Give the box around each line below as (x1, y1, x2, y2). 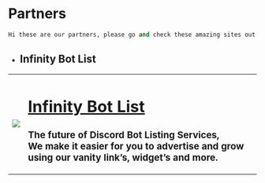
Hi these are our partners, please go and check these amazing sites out (8, 31, 256, 38)
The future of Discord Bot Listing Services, (28, 129, 220, 141)
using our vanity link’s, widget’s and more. (28, 151, 218, 163)
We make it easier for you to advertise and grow (28, 140, 244, 152)
